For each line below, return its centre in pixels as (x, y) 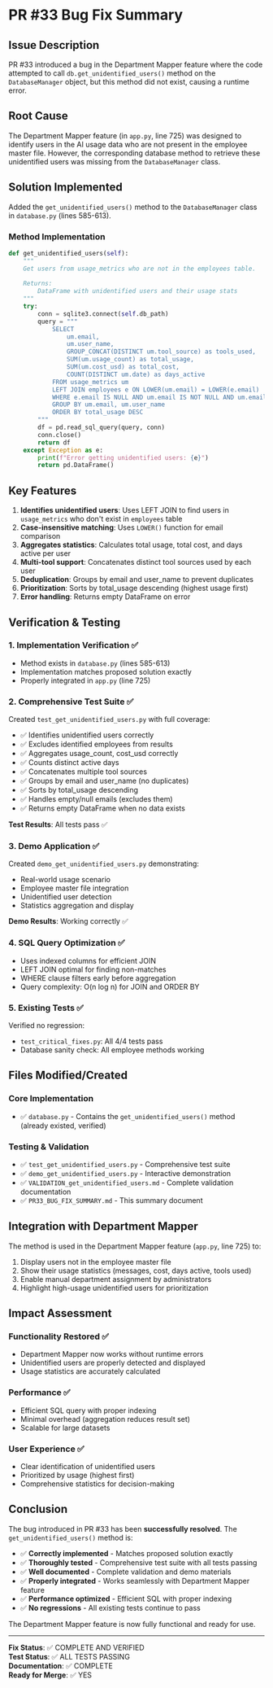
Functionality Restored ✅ (59, 1336)
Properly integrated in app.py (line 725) (85, 680)
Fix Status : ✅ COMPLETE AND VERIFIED (76, 1647)
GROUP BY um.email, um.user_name (108, 405)
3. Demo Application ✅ (54, 846)
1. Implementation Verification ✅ (74, 645)
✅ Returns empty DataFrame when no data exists (102, 808)
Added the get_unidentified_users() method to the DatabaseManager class (133, 207)
